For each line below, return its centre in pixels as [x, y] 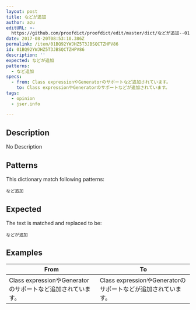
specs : [14, 77]
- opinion [23, 98]
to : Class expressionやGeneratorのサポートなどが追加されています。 [93, 88]
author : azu [20, 22]
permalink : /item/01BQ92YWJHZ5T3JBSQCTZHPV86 [62, 44]
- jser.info [26, 104]
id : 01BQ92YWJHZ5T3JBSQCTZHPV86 [45, 50]
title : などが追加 [26, 17]
